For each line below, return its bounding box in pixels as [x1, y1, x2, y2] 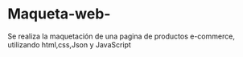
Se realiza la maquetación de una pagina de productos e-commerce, [7, 31, 235, 41]
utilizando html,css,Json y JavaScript [7, 39, 132, 49]
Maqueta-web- [7, 5, 111, 23]
